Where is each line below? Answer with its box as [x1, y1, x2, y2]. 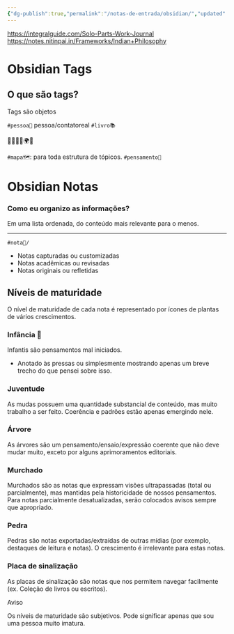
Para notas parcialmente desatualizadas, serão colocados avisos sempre [7, 496, 217, 504]
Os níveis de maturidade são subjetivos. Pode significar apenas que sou [7, 611, 214, 620]
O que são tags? [7, 88, 79, 101]
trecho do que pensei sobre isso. [17, 366, 113, 375]
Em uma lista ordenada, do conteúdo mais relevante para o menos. [7, 219, 199, 228]
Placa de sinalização [7, 562, 78, 571]
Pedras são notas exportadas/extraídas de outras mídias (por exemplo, [7, 536, 211, 545]
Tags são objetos [7, 107, 57, 116]
